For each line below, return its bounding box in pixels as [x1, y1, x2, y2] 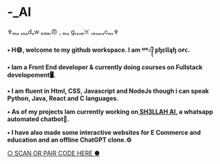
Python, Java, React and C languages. [7, 94, 119, 102]
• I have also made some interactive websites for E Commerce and [7, 128, 201, 136]
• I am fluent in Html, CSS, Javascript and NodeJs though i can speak [7, 86, 210, 95]
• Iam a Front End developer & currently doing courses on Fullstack [7, 63, 203, 71]
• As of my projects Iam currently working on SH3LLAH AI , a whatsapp [7, 107, 213, 116]
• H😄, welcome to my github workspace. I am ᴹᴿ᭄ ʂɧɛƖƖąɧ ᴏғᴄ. [7, 46, 190, 54]
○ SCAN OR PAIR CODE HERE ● [7, 149, 100, 157]
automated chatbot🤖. [7, 115, 70, 123]
